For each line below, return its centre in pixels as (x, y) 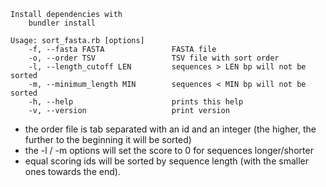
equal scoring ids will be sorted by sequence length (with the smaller (166, 161)
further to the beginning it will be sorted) (108, 139)
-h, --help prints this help (136, 102)
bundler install (62, 23)
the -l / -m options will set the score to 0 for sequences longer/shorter (169, 150)
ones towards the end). (72, 171)
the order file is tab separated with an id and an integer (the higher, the (170, 129)
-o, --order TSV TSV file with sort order (154, 58)
